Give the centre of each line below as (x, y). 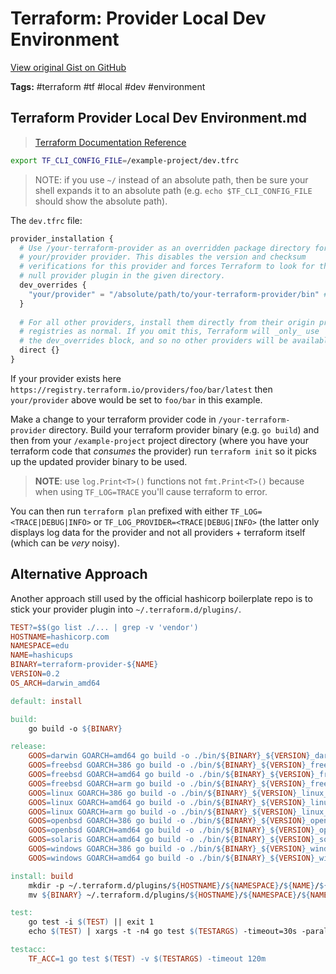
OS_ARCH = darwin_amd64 (55, 683)
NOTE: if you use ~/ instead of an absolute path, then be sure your (171, 179)
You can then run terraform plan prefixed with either (119, 511)
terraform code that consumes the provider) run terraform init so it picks (163, 451)
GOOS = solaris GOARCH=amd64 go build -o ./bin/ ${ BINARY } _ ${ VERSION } (171, 840)
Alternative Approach (79, 574)
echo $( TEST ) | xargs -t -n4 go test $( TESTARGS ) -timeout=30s (163, 932)
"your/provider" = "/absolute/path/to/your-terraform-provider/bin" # (178, 294)
